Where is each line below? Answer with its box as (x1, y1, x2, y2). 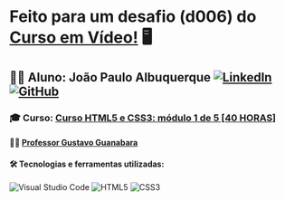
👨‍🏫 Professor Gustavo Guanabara (9, 138, 138, 148)
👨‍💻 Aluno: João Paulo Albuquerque (9, 70, 211, 85)
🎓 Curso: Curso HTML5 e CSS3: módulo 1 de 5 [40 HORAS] (9, 111, 277, 124)
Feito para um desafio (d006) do (9, 6, 257, 27)
